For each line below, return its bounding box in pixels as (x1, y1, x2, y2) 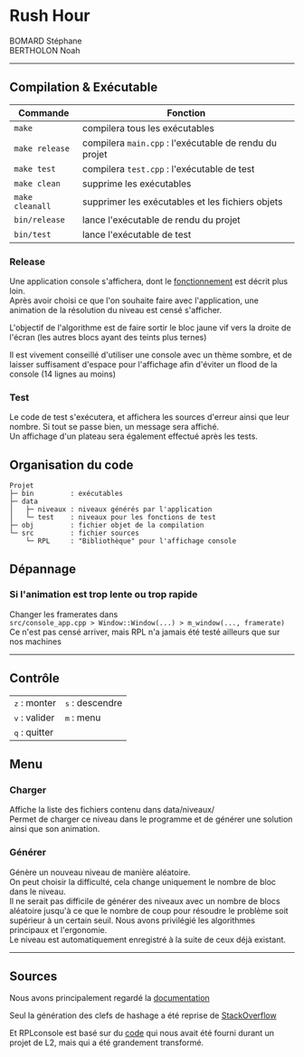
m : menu (64, 711, 101, 724)
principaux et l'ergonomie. (9, 924, 108, 935)
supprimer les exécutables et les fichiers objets (82, 195, 283, 208)
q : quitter (14, 726, 54, 738)
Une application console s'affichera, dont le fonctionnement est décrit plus (9, 276, 289, 287)
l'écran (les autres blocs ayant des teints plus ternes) (9, 332, 207, 343)
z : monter (14, 696, 57, 709)
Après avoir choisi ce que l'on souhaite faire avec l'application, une (9, 295, 260, 306)
